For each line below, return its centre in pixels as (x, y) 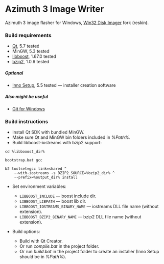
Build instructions (27, 122)
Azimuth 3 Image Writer (55, 9)
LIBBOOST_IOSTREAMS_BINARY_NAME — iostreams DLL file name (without (89, 207)
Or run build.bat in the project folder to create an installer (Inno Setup (89, 252)
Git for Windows (28, 109)
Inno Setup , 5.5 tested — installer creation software (64, 85)
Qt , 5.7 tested (26, 46)
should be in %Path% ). (43, 257)
